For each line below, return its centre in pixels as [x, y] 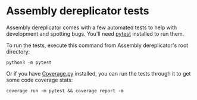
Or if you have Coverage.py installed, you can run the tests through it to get [98, 73]
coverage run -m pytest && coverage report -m [65, 90]
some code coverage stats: [40, 80]
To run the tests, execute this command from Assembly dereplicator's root [97, 45]
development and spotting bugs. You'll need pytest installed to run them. [95, 33]
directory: [18, 51]
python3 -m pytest [29, 62]
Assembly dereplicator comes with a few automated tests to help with [92, 27]
